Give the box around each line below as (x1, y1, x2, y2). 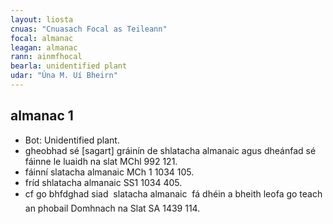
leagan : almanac (10, 42, 78, 53)
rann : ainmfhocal (10, 52, 83, 62)
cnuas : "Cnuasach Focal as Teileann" (10, 24, 168, 34)
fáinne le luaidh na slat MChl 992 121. (24, 155, 178, 167)
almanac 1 (10, 107, 74, 125)
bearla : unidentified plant (10, 61, 128, 71)
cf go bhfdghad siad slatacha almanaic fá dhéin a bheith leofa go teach (24, 187, 323, 200)
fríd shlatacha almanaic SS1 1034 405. (24, 176, 183, 188)
